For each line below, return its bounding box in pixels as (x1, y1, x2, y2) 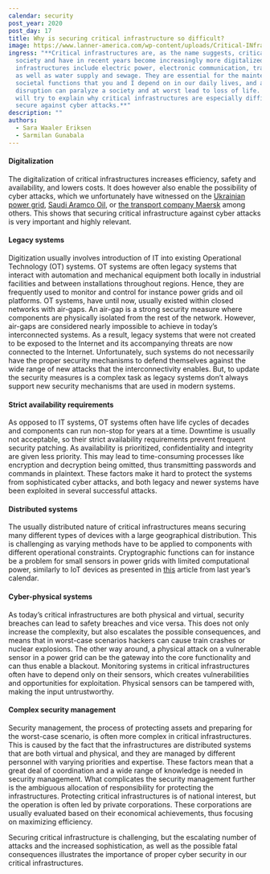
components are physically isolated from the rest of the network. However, (8, 313, 256, 322)
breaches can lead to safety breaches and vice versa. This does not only (8, 618, 249, 628)
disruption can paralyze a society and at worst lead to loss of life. (15, 86, 261, 95)
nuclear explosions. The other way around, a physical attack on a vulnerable (8, 644, 261, 654)
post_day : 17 (8, 27, 52, 35)
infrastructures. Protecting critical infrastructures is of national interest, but (8, 791, 256, 801)
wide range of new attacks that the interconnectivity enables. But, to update (8, 364, 260, 374)
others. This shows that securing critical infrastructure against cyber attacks (8, 208, 261, 218)
